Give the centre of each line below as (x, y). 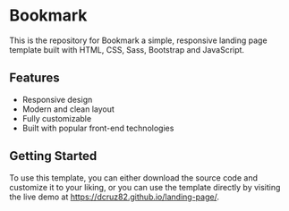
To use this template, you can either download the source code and (133, 177)
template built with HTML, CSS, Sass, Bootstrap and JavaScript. (127, 49)
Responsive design (57, 99)
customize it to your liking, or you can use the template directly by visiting (145, 187)
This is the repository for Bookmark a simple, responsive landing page (138, 40)
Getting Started (53, 156)
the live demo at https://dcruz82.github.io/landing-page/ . (114, 197)
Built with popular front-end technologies (98, 128)
